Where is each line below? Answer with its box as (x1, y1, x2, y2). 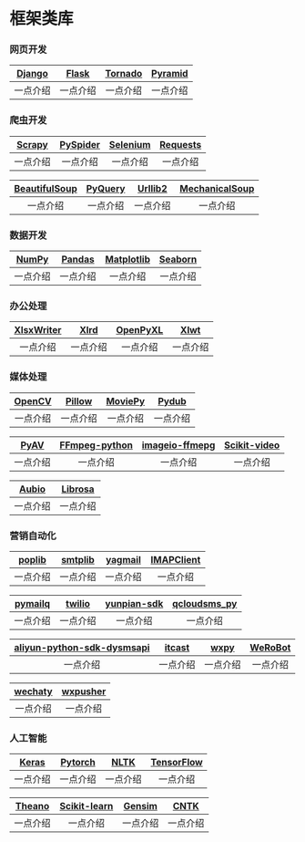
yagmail (106, 553, 141, 566)
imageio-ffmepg (141, 439, 216, 452)
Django (16, 68, 48, 80)
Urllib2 (137, 182, 168, 194)
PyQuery (86, 182, 126, 194)
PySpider (59, 138, 101, 151)
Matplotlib (105, 253, 150, 265)
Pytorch (60, 756, 96, 769)
